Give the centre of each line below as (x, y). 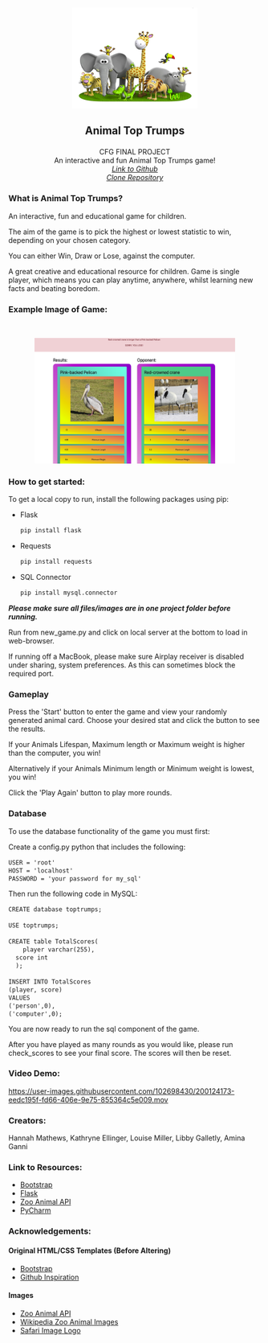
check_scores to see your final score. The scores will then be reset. (120, 1053)
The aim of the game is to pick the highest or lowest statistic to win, (120, 232)
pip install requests (56, 562)
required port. (31, 673)
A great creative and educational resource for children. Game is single (124, 271)
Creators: (27, 1120)
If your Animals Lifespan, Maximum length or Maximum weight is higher (127, 745)
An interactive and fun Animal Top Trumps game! (135, 161)
